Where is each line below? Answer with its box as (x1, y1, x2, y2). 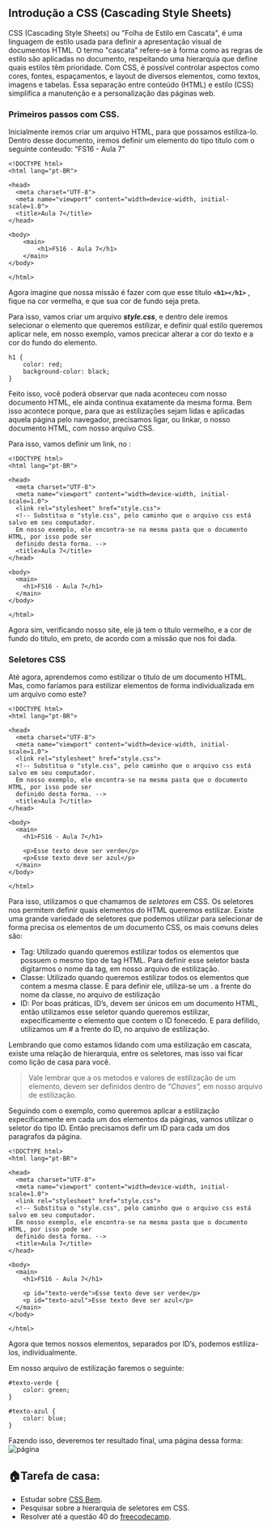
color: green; (23, 1386, 70, 1394)
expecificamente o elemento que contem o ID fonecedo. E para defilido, (19, 1016, 260, 1026)
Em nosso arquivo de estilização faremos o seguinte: (8, 1364, 184, 1373)
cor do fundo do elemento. (8, 338, 98, 348)
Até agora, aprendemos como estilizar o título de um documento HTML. (8, 672, 248, 682)
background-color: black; (23, 368, 111, 376)
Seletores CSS (8, 654, 66, 666)
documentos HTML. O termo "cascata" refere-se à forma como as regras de (8, 45, 264, 55)
